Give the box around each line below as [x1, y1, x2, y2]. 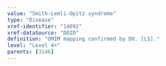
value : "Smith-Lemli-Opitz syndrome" [7, 10, 117, 17]
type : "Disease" [7, 16, 54, 23]
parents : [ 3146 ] [7, 49, 54, 56]
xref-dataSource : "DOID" [7, 29, 79, 36]
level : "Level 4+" [7, 42, 60, 49]
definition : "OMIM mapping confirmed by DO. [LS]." [7, 36, 160, 43]
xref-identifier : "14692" [7, 23, 82, 30]
